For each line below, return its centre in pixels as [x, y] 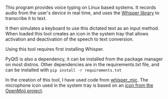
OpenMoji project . [24, 91]
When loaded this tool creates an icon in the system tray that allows [77, 34]
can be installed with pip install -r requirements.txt [63, 70]
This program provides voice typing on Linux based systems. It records [81, 7]
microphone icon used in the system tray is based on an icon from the [79, 85]
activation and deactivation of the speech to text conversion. [70, 39]
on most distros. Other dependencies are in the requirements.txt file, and [82, 64]
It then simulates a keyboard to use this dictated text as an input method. [82, 28]
